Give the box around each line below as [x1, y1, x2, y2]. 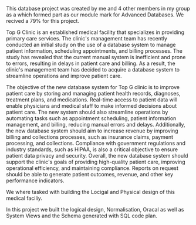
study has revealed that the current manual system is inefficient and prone [6, 54, 186, 60]
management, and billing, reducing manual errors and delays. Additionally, [6, 121, 186, 128]
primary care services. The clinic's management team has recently [6, 35, 167, 42]
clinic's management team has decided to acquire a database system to [6, 66, 180, 73]
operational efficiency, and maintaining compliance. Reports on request [6, 165, 179, 172]
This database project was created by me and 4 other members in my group [6, 5, 191, 12]
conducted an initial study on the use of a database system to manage [6, 41, 176, 48]
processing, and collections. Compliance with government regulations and [6, 140, 186, 146]
